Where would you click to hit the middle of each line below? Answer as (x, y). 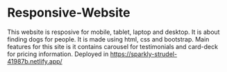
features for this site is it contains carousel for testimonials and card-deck (113, 46)
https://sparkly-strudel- (144, 54)
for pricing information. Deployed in (58, 54)
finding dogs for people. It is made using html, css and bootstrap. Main (108, 39)
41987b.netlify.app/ (35, 61)
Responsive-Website (69, 13)
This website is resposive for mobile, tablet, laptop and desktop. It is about (113, 32)
